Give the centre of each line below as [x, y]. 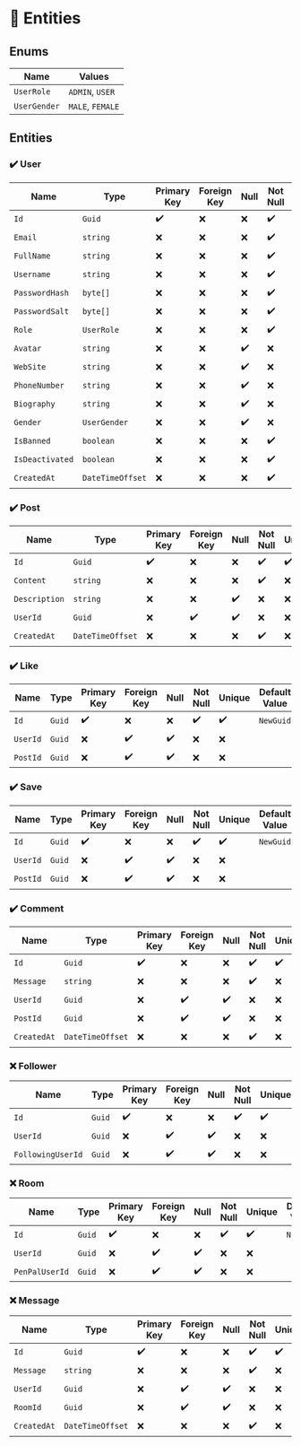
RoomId [28, 1408]
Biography [34, 404]
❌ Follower [33, 1066]
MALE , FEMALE [94, 106]
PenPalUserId [42, 1272]
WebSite [30, 367]
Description [39, 599]
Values [94, 77]
